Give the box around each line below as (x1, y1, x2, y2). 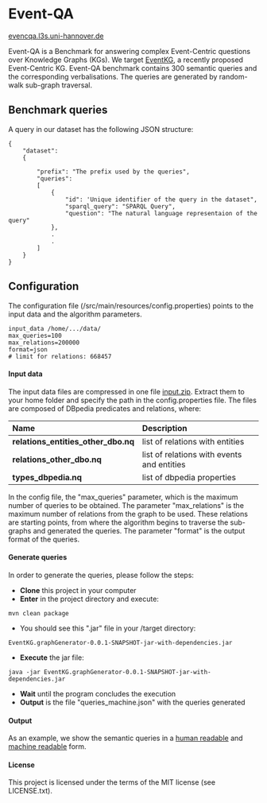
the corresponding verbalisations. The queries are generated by (8, 72, 218, 81)
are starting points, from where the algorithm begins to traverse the (8, 518, 229, 527)
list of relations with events (141, 448, 242, 460)
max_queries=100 (8, 332, 62, 339)
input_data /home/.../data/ (8, 324, 102, 332)
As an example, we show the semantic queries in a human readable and (8, 733, 244, 743)
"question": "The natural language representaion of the (64, 209, 258, 217)
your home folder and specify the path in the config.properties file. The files (8, 395, 257, 405)
